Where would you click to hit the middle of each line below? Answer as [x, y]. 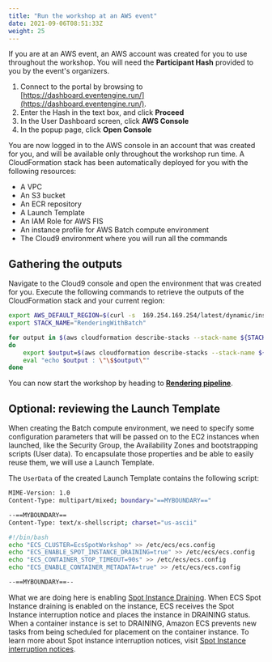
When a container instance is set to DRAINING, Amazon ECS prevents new [133, 623]
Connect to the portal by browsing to [81, 87]
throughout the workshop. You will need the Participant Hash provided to [131, 62]
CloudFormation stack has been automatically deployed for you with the [128, 163]
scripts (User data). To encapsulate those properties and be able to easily [131, 454]
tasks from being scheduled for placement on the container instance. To [129, 631]
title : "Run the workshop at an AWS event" [83, 16]
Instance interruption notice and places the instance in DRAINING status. [130, 614]
